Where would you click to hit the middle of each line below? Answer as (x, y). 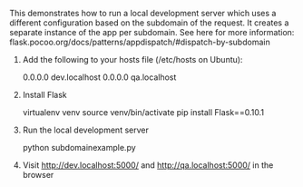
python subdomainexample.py (79, 148)
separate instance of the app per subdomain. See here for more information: (152, 32)
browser (38, 175)
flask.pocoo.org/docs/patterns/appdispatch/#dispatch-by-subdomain (140, 42)
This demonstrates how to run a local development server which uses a (143, 13)
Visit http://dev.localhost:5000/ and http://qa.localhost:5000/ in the (148, 165)
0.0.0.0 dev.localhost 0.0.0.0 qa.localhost (99, 77)
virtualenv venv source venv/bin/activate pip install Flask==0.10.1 (143, 112)
